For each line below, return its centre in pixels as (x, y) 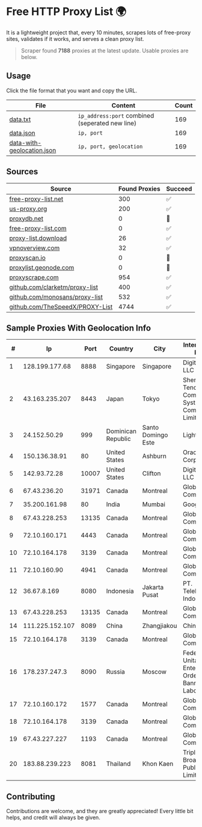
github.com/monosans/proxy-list (56, 297)
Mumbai (154, 504)
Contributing (31, 797)
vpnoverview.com (35, 248)
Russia (115, 672)
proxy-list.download (38, 238)
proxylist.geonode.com (42, 267)
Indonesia (120, 591)
